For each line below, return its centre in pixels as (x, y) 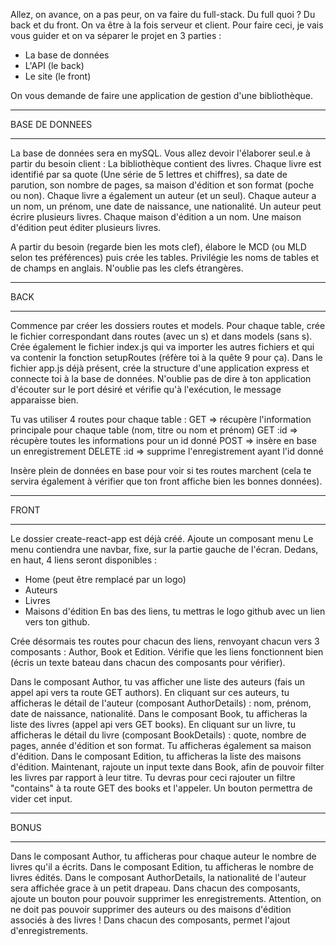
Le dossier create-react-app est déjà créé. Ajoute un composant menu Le (162, 538)
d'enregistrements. (49, 930)
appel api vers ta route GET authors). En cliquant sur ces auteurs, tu (150, 692)
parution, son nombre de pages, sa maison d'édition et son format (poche (162, 185)
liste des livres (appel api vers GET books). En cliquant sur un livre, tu (153, 724)
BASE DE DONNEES (51, 124)
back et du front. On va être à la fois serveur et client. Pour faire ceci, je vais (167, 25)
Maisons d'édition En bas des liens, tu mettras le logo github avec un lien (175, 611)
